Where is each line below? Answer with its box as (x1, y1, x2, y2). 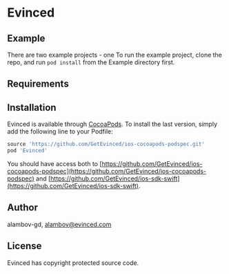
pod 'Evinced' (7, 147, 48, 154)
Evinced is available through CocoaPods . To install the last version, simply (7, 120, 217, 129)
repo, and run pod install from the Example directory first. (7, 58, 175, 66)
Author (7, 202, 38, 214)
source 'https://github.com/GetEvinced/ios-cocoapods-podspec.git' (7, 140, 206, 148)
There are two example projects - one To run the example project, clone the (7, 51, 223, 59)
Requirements (7, 78, 69, 90)
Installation (7, 102, 57, 113)
